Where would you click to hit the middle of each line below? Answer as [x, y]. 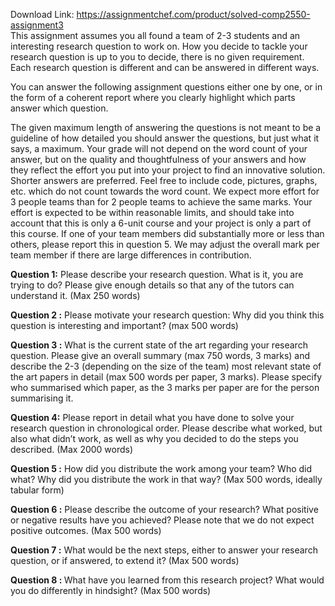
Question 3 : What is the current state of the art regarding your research [159, 345]
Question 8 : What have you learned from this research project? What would [167, 580]
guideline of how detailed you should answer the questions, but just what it [165, 138]
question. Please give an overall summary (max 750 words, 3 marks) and [160, 355]
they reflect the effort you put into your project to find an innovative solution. [168, 170]
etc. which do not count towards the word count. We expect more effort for [165, 191]
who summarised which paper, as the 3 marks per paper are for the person [165, 387]
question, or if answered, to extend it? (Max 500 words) [125, 560]
